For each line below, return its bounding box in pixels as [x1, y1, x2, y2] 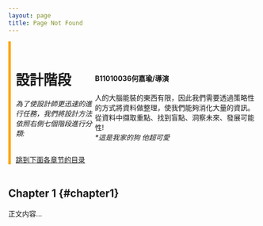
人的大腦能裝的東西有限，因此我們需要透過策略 [94, 93, 248, 102]
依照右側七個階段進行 [15, 119, 86, 128]
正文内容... [8, 209, 43, 218]
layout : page [8, 11, 51, 20]
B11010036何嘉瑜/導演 [94, 74, 170, 83]
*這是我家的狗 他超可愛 [94, 132, 170, 142]
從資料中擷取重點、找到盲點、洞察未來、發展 [94, 113, 241, 122]
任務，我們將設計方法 [22, 109, 93, 119]
